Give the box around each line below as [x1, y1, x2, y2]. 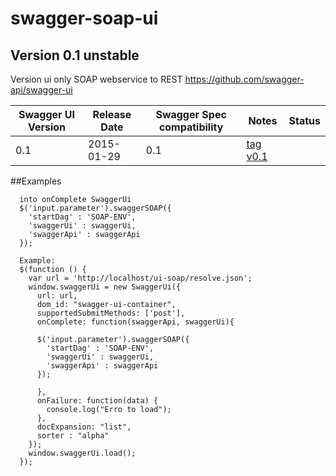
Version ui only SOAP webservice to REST [10, 73, 183, 85]
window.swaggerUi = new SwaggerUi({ [28, 282, 182, 292]
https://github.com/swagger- [184, 73, 305, 85]
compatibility [158, 120, 224, 134]
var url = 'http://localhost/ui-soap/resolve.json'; [28, 273, 253, 283]
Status [288, 114, 321, 127]
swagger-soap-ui [10, 7, 159, 30]
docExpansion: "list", [36, 422, 132, 432]
